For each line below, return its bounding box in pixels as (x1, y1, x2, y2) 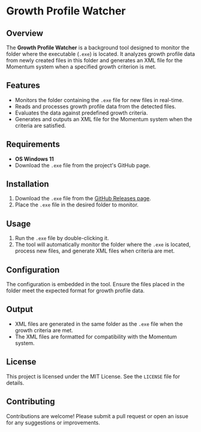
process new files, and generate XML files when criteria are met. (14, 247, 175, 254)
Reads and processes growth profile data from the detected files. (14, 103, 176, 110)
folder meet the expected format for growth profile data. (6, 287, 145, 295)
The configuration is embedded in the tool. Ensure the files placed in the (6, 281, 185, 288)
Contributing (6, 397, 55, 407)
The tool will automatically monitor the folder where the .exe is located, (14, 241, 191, 248)
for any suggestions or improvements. (6, 419, 100, 426)
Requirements (6, 139, 60, 149)
